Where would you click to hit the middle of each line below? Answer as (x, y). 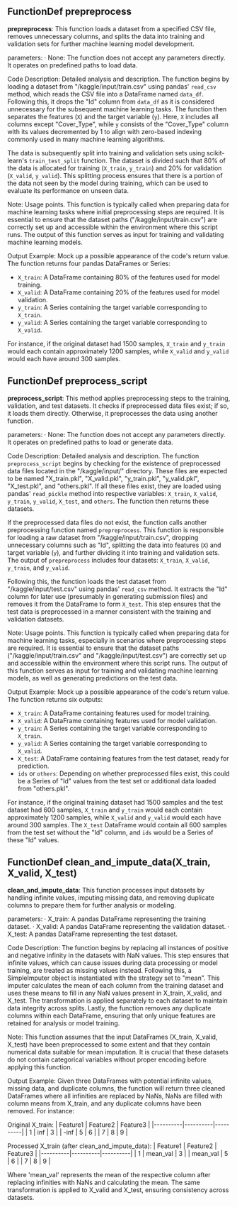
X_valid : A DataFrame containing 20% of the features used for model (118, 292)
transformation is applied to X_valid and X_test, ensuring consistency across (118, 1190)
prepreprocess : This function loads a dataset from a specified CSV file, (112, 28)
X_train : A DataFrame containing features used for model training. (114, 713)
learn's (17, 160)
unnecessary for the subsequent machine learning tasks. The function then (117, 109)
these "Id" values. (33, 839)
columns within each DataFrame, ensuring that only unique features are (111, 1016)
